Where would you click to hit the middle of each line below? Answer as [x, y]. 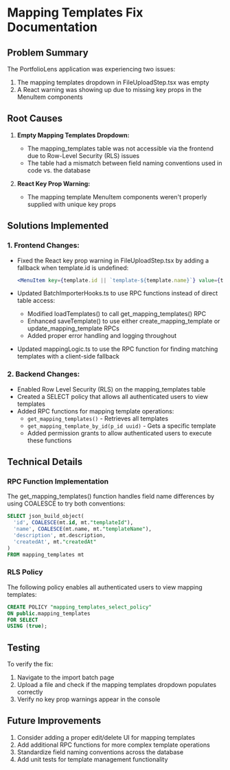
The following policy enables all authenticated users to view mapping [105, 587]
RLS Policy [25, 572]
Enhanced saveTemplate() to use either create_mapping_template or [124, 321]
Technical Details [45, 462]
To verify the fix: [30, 664]
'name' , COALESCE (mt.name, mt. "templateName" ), [83, 529]
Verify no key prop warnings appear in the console [89, 699]
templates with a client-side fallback [68, 356]
